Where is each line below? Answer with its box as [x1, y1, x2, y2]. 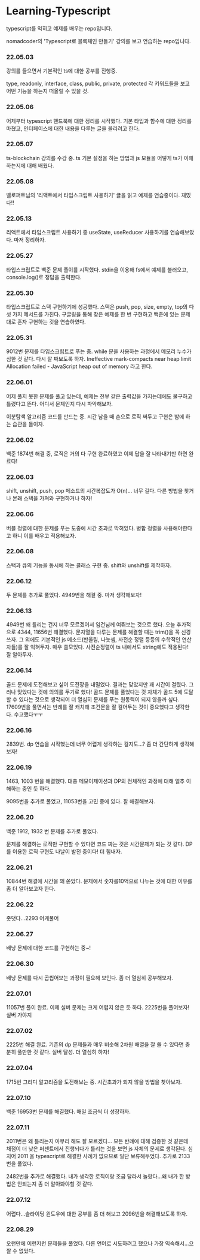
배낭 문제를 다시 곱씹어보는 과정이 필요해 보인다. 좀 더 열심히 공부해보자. [6, 974, 173, 981]
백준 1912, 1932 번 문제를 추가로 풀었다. [6, 827, 99, 834]
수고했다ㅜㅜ [14, 710, 44, 718]
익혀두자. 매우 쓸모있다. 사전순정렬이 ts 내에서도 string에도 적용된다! [30, 643, 189, 651]
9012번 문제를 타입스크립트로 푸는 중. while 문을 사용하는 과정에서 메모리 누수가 [6, 348, 192, 355]
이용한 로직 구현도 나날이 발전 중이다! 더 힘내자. [12, 848, 122, 855]
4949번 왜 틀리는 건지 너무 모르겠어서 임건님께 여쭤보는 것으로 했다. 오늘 [6, 621, 176, 628]
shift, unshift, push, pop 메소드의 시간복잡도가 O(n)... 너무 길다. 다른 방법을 [6, 487, 183, 495]
